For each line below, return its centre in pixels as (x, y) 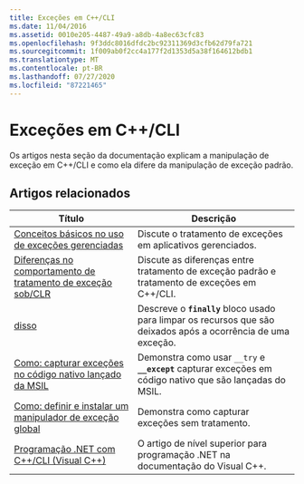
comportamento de (55, 271)
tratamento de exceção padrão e (207, 271)
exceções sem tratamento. (194, 423)
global (27, 429)
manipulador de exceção (66, 418)
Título (71, 218)
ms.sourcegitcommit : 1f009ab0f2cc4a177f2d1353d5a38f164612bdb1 (131, 52)
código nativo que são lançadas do (212, 380)
